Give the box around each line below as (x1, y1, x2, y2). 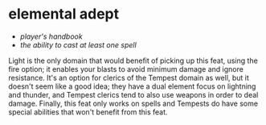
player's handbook (19, 31, 83, 41)
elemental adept (8, 5, 119, 23)
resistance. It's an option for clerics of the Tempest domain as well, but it (8, 73, 249, 82)
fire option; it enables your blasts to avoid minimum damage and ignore (8, 64, 243, 73)
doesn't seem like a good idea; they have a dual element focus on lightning (8, 81, 256, 91)
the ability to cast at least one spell (19, 40, 137, 49)
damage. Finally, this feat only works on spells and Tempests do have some (8, 98, 259, 108)
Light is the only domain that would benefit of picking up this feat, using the (8, 56, 259, 65)
